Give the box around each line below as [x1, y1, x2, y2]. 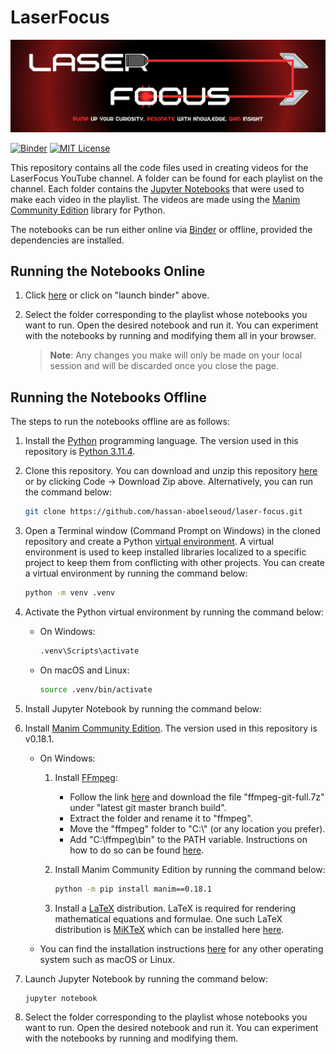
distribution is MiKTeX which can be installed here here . [54, 923, 285, 935]
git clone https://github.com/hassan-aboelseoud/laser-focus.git [24, 507, 303, 517]
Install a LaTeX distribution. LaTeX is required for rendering [54, 902, 297, 914]
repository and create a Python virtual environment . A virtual [24, 536, 275, 548]
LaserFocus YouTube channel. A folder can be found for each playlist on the [10, 172, 323, 184]
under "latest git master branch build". [69, 801, 227, 813]
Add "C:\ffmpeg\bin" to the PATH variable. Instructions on [69, 833, 308, 845]
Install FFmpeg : [54, 771, 118, 783]
